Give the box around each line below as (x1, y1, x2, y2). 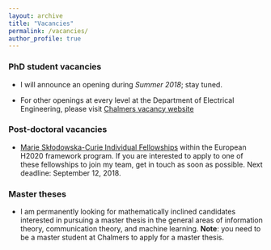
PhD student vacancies (8, 61, 102, 73)
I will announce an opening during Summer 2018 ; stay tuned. (19, 79, 222, 89)
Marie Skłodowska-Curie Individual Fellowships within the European (19, 142, 247, 152)
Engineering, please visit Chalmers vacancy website (19, 104, 194, 113)
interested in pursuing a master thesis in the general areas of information (19, 215, 263, 225)
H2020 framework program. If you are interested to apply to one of (19, 150, 244, 160)
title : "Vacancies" (8, 19, 74, 28)
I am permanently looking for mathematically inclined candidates (19, 207, 236, 217)
